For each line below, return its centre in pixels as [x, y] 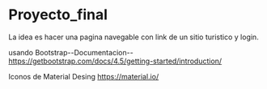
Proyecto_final [58, 15]
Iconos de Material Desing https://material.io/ [84, 76]
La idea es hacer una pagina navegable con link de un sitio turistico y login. [133, 37]
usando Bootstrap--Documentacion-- [71, 52]
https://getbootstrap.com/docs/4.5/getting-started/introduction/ [115, 61]
